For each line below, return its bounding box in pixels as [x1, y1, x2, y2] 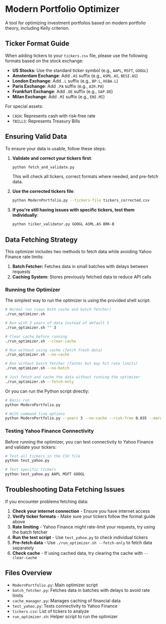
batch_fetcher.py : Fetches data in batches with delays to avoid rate [12, 587, 150, 593]
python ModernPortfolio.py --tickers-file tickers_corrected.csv [12, 198, 150, 203]
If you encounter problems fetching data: [5, 498, 88, 504]
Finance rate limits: [5, 254, 44, 260]
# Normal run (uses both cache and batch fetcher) [5, 307, 112, 312]
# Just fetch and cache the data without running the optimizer [5, 375, 140, 380]
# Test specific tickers [5, 467, 56, 472]
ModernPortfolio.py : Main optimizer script [12, 582, 98, 588]
